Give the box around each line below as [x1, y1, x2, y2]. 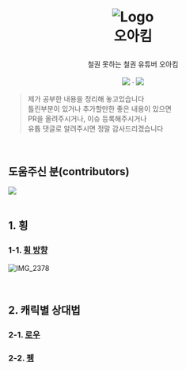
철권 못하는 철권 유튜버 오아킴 [87, 59, 179, 69]
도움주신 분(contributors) [8, 165, 130, 178]
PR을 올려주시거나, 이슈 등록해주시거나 [27, 114, 147, 124]
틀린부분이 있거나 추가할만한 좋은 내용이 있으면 [27, 104, 172, 114]
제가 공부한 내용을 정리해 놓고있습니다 [27, 94, 145, 104]
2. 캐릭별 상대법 [8, 303, 81, 317]
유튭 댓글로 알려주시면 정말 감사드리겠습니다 [27, 124, 164, 134]
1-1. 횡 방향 [8, 245, 48, 256]
